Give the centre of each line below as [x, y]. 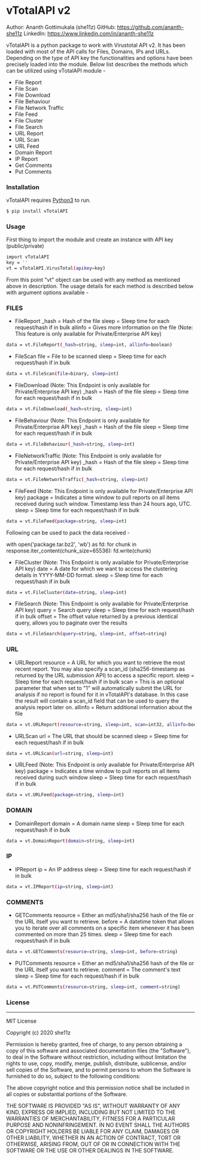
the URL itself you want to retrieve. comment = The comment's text [98, 969]
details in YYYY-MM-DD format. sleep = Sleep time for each [89, 575]
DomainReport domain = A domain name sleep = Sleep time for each [99, 823]
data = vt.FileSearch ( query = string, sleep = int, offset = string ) [87, 634]
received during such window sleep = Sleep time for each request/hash [103, 778]
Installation [23, 187]
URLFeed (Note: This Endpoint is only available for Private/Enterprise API [104, 765]
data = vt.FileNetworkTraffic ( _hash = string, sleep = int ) [77, 479]
